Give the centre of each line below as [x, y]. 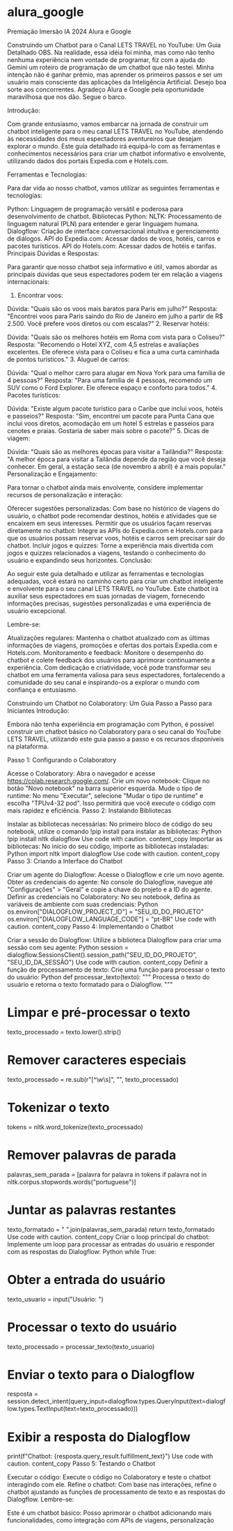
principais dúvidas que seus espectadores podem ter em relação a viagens [115, 274]
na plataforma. [28, 746]
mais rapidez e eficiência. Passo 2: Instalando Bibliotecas [89, 810]
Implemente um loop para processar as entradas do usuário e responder [111, 1244]
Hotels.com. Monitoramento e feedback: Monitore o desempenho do [105, 652]
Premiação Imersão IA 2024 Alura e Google [69, 31]
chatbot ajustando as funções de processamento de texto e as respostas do [116, 1492]
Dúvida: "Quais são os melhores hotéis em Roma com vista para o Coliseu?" [116, 337]
